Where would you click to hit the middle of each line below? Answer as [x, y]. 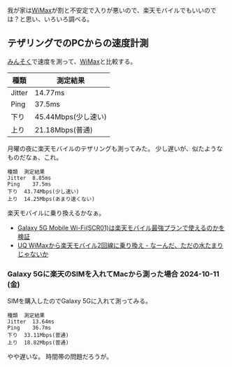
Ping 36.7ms [29, 328]
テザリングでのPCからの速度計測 [78, 43]
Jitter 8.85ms [29, 178]
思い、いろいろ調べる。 [59, 19]
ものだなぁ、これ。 [35, 157]
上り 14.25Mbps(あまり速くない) [51, 199]
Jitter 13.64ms [31, 322]
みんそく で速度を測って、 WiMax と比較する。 [72, 61]
